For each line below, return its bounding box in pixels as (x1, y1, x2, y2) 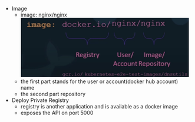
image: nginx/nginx (20, 11, 68, 18)
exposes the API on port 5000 (20, 109, 94, 116)
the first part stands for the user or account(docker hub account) (20, 78, 179, 85)
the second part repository (20, 90, 85, 97)
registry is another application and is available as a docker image (20, 103, 179, 110)
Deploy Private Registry (11, 97, 70, 104)
